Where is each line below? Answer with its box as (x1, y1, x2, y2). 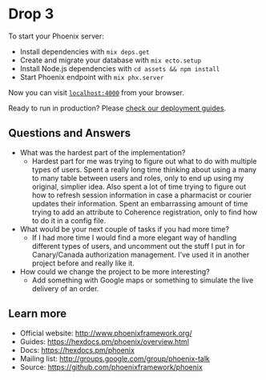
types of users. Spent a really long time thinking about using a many (31, 165, 257, 174)
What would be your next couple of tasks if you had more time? (19, 224, 230, 234)
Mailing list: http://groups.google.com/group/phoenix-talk (19, 354, 211, 363)
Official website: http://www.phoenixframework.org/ (19, 328, 192, 338)
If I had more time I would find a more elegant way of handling (31, 233, 237, 242)
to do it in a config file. (31, 215, 107, 225)
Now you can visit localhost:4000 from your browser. (8, 87, 184, 97)
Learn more (8, 307, 67, 321)
